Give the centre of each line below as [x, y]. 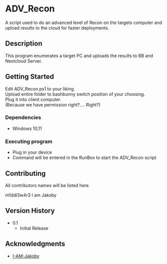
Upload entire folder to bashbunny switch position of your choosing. [75, 94]
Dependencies [23, 117]
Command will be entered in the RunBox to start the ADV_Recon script [84, 157]
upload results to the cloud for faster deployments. [57, 27]
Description [24, 44]
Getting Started [30, 77]
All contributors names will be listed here [47, 185]
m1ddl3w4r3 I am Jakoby [31, 195]
